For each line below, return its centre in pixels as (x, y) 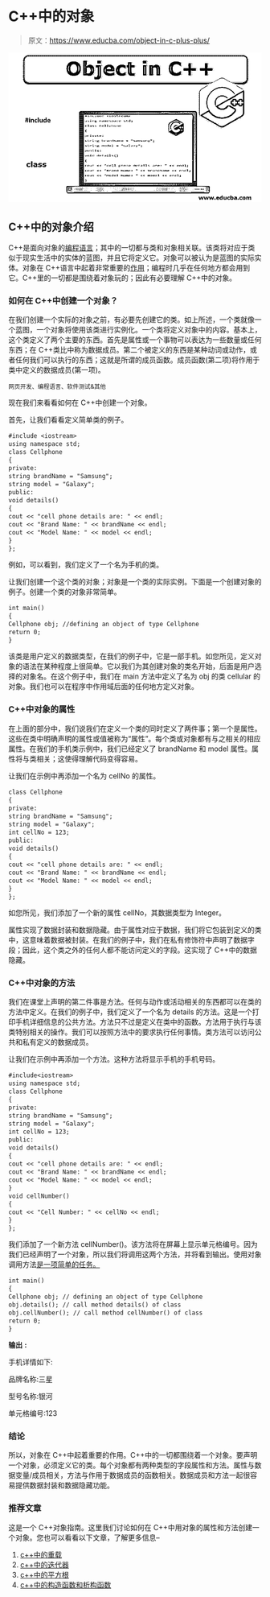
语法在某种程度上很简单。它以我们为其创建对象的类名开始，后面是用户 (138, 666)
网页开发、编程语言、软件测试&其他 (57, 387)
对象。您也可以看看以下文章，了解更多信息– (87, 1537)
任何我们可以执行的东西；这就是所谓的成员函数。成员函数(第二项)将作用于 (137, 360)
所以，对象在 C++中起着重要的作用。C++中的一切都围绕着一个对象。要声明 (133, 1455)
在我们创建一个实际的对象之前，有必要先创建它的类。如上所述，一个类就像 (131, 320)
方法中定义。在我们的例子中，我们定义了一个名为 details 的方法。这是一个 (131, 1012)
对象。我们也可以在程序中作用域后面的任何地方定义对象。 (103, 687)
